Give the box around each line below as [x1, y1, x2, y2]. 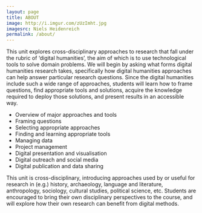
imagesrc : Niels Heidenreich [6, 25, 80, 32]
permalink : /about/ [6, 31, 56, 38]
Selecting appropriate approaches [15, 124, 100, 131]
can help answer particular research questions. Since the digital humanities [6, 74, 194, 81]
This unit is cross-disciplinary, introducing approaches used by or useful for [6, 174, 195, 182]
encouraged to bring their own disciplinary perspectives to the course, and [6, 194, 193, 201]
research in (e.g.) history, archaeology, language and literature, [6, 181, 163, 188]
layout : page [6, 8, 39, 15]
